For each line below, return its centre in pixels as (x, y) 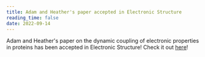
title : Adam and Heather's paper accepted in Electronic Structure (94, 12)
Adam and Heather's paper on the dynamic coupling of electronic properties (103, 41)
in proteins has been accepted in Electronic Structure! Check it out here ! (97, 47)
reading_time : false (33, 18)
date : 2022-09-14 (28, 23)
